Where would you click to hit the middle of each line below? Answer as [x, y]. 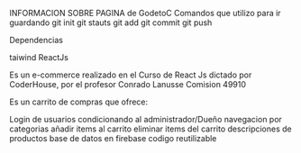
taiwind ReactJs [39, 57]
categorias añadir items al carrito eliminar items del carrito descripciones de [150, 129]
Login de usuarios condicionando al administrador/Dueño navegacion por [146, 119]
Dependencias [36, 40]
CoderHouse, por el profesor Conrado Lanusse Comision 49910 [128, 84]
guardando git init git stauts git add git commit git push [111, 22]
